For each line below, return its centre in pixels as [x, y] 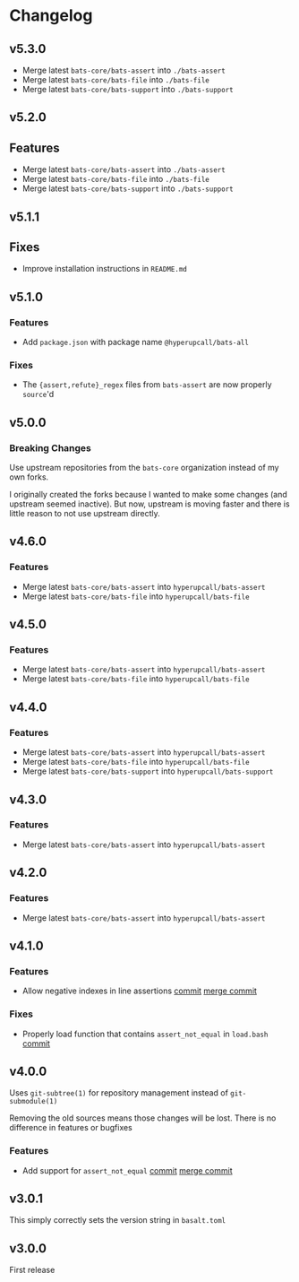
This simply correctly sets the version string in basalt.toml [118, 1220]
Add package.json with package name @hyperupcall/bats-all [135, 342]
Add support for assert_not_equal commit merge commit [127, 1170]
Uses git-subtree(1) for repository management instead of [119, 1093]
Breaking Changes [51, 447]
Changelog [51, 16]
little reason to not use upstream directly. [85, 514]
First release [32, 1270]
